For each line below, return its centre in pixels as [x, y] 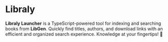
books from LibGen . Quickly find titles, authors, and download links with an [84, 28]
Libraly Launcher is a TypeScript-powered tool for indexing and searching [83, 23]
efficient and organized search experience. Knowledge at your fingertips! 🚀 [84, 34]
